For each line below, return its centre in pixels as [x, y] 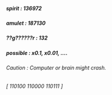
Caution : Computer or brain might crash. [56, 68]
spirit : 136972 [24, 8]
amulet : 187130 [26, 23]
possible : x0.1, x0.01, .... [37, 53]
